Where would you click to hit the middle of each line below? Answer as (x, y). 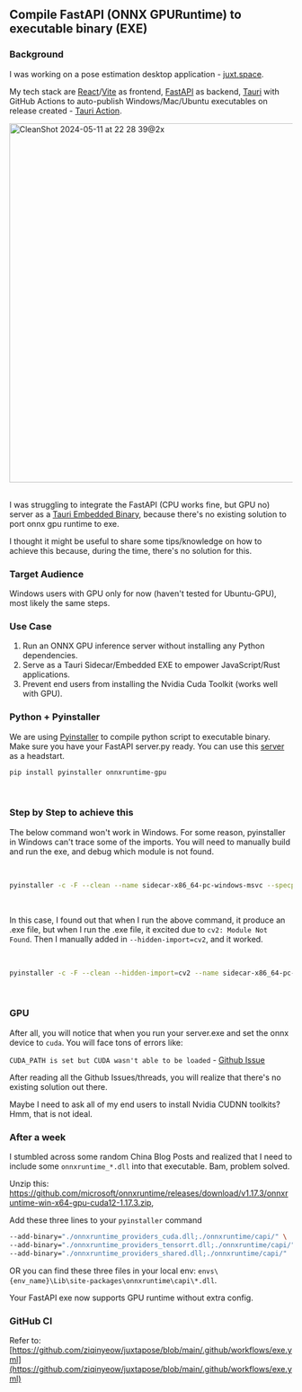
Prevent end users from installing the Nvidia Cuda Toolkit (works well (150, 684)
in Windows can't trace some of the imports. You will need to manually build (150, 842)
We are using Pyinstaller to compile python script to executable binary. (140, 736)
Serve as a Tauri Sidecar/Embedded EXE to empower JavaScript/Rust (151, 665)
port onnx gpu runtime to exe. (64, 523)
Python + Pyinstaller (55, 717)
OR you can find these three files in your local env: (102, 1271)
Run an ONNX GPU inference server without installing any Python (143, 646)
